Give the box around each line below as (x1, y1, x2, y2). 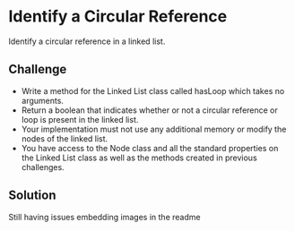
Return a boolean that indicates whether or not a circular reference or (21, 105, 279, 115)
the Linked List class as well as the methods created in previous (21, 152, 257, 163)
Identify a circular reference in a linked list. (8, 36, 166, 47)
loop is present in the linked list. (21, 114, 139, 124)
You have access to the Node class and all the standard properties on (21, 142, 279, 153)
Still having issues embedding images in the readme (8, 211, 201, 222)
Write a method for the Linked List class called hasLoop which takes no (21, 85, 285, 96)
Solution (8, 188, 56, 203)
